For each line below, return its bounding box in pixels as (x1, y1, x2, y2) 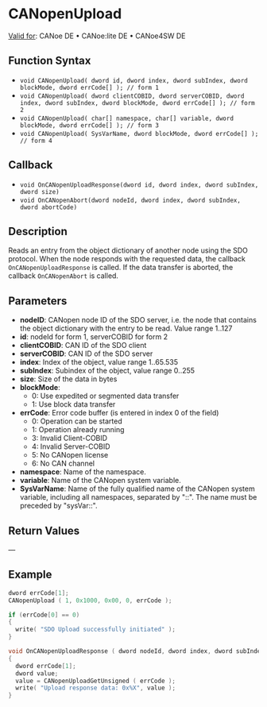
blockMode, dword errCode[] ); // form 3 (19, 121, 159, 129)
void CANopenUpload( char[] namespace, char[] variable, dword (19, 114, 234, 122)
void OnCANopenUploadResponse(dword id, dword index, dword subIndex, (19, 180, 259, 189)
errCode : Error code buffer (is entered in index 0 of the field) (19, 408, 219, 418)
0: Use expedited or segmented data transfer (31, 391, 180, 401)
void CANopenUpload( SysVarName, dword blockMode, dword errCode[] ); (19, 129, 259, 137)
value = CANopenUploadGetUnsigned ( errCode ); (15, 677, 176, 685)
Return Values (8, 523, 80, 537)
